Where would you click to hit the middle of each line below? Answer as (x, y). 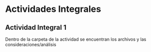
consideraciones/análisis (31, 45)
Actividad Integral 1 (36, 27)
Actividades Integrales (53, 9)
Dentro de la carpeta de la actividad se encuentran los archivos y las (76, 39)
